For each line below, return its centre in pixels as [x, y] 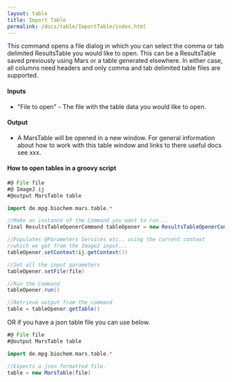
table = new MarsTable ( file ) [49, 373]
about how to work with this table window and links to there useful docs [119, 145]
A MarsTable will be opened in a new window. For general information [116, 137]
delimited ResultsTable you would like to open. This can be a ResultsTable [112, 53]
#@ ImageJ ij [26, 189]
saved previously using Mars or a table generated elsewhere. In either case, [115, 61]
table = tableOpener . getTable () [54, 309]
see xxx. [29, 152]
